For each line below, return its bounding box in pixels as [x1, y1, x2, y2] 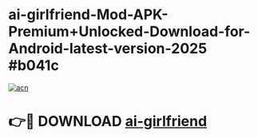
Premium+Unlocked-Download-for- [8, 22, 251, 41]
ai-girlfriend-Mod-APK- [8, 6, 169, 24]
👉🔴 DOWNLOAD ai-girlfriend [8, 112, 208, 131]
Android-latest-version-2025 [8, 40, 208, 57]
